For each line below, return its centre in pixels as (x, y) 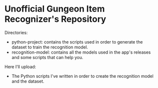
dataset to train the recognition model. (50, 47)
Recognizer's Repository (55, 19)
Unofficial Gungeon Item (55, 9)
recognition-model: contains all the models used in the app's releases (81, 52)
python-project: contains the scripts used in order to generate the (77, 42)
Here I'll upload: (20, 67)
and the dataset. (28, 81)
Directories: (16, 32)
